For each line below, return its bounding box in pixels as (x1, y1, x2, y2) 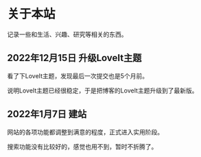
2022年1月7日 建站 (7, 108, 87, 120)
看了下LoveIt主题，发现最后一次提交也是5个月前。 (7, 71, 149, 80)
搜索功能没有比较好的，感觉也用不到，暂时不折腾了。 (7, 142, 158, 151)
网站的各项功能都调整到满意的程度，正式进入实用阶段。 (7, 128, 163, 136)
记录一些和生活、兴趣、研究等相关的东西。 (7, 30, 128, 38)
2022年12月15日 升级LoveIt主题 (7, 52, 142, 64)
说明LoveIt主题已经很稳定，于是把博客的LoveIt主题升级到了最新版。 (7, 86, 198, 95)
